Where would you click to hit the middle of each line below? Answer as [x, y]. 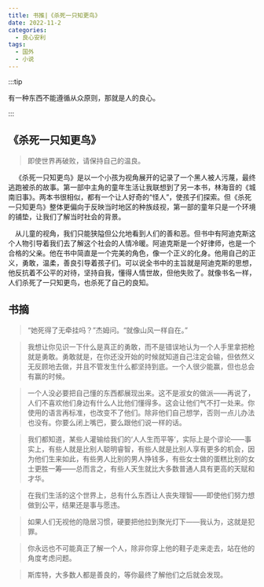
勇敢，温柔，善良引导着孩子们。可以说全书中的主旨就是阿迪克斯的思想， [139, 262]
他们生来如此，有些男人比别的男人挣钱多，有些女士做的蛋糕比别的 [141, 459]
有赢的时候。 [48, 376]
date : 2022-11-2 [35, 23]
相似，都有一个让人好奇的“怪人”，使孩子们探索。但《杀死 [159, 196]
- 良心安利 [31, 37]
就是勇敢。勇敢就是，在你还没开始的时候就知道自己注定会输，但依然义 [141, 356]
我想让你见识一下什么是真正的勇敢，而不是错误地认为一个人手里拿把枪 [141, 347]
